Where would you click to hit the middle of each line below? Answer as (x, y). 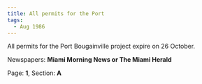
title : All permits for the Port (56, 14)
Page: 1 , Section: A (34, 73)
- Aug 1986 (29, 26)
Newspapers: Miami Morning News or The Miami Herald (90, 60)
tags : (15, 20)
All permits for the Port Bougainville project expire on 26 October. (101, 47)
